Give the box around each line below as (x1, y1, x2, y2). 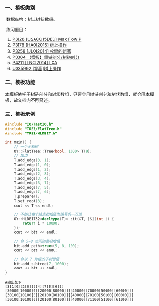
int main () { (5, 140, 32, 145)
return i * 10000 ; (22, 221, 60, 226)
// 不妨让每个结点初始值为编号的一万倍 (14, 212, 82, 217)
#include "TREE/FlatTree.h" (5, 126, 62, 131)
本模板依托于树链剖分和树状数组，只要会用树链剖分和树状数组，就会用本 (5, 91, 150, 97)
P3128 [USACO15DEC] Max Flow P (12, 37, 82, 42)
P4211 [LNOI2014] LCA (12, 60, 57, 66)
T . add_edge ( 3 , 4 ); (14, 176, 51, 181)
